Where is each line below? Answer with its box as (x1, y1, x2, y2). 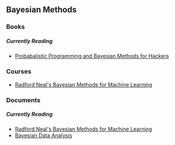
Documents (6, 95, 40, 104)
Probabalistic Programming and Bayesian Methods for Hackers (14, 53, 170, 60)
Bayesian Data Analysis (14, 132, 73, 139)
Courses (6, 67, 32, 76)
